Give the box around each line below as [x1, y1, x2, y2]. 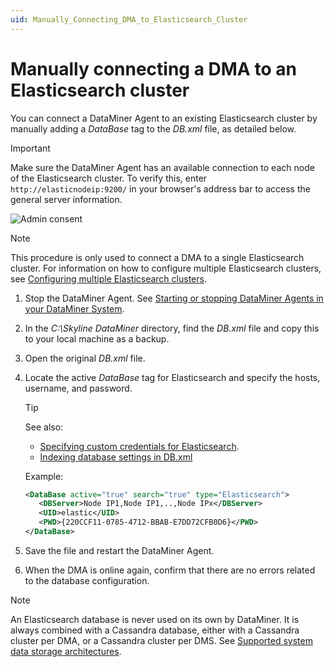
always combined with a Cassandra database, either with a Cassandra [10, 624, 300, 636]
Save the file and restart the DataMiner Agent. [24, 544, 215, 556]
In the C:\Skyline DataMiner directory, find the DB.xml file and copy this [24, 322, 320, 334]
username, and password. [24, 382, 133, 394]
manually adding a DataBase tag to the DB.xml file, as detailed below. [10, 122, 297, 135]
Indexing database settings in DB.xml [39, 451, 193, 463]
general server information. [10, 193, 123, 205]
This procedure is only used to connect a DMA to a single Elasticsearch [10, 251, 305, 263]
